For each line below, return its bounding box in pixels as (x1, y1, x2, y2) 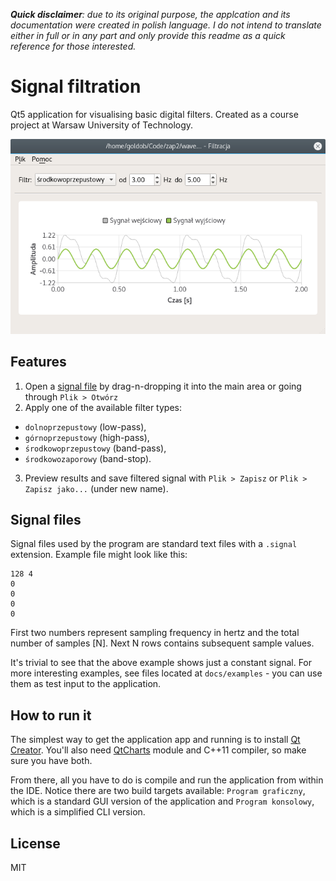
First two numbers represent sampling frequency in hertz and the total (10, 627, 300, 639)
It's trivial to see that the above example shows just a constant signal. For (10, 657, 313, 669)
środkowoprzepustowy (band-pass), (24, 442, 167, 454)
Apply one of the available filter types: (24, 401, 182, 413)
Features (10, 354, 67, 371)
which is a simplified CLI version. (10, 806, 146, 818)
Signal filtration (10, 75, 142, 98)
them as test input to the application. (10, 678, 162, 690)
